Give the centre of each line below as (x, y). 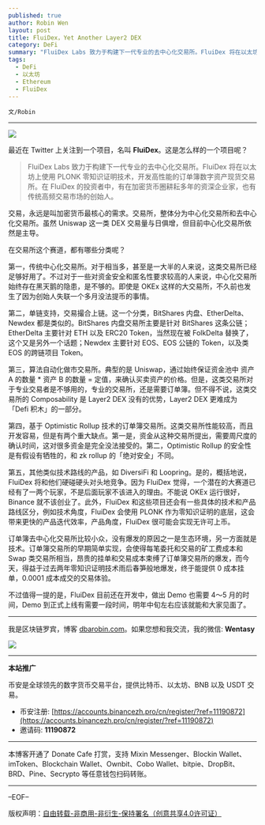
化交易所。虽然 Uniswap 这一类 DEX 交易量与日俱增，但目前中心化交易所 (127, 223)
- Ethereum (33, 81)
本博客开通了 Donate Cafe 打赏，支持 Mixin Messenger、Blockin (113, 754)
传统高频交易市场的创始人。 (73, 197)
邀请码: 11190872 (48, 730)
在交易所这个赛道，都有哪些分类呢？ (67, 250)
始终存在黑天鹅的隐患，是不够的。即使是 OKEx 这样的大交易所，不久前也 (126, 286)
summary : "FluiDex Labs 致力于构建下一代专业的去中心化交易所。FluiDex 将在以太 (131, 52)
